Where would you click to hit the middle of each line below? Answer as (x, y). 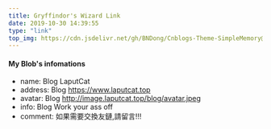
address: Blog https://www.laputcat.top (85, 90)
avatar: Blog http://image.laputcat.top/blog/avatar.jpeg (110, 99)
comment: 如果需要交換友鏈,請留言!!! (81, 116)
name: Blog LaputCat (55, 82)
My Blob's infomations (47, 63)
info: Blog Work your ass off (66, 107)
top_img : (23, 38)
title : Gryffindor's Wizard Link (65, 16)
